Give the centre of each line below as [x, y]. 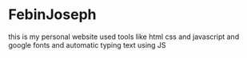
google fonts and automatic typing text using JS [87, 44]
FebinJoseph [52, 15]
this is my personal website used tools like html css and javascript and [124, 37]
